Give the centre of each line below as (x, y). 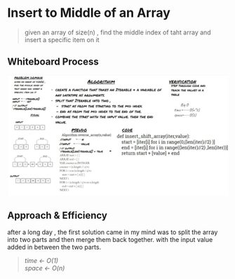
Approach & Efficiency (57, 215)
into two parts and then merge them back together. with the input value (110, 240)
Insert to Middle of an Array (89, 13)
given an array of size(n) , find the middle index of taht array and (118, 32)
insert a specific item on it (62, 39)
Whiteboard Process (53, 62)
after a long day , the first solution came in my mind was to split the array (113, 232)
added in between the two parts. (54, 247)
